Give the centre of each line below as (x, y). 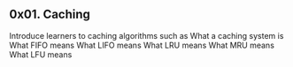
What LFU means (41, 54)
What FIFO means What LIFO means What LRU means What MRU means (142, 45)
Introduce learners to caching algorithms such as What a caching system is (146, 35)
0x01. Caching (50, 15)
